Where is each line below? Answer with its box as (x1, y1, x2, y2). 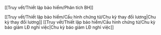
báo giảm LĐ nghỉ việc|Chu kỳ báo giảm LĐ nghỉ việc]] (4, 24, 114, 30)
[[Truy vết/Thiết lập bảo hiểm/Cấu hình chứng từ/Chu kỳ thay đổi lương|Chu (4, 14, 156, 19)
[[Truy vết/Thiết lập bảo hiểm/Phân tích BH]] (4, 5, 93, 10)
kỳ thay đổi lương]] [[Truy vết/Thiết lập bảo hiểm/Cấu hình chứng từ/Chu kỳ (4, 19, 156, 25)
